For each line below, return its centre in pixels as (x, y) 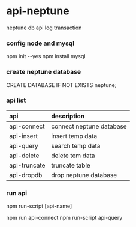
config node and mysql (40, 43)
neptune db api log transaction (44, 28)
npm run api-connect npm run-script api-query (64, 218)
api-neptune (38, 11)
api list (16, 100)
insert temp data (74, 136)
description (68, 116)
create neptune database (44, 72)
